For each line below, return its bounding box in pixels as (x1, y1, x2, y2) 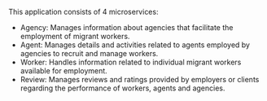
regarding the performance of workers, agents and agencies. (20, 83, 225, 93)
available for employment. (20, 66, 107, 76)
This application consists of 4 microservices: (8, 7, 159, 16)
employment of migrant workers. (20, 32, 130, 41)
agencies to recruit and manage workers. (20, 49, 159, 58)
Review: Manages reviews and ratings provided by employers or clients (20, 75, 260, 84)
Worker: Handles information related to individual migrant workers (20, 57, 242, 67)
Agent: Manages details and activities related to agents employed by (20, 40, 251, 50)
